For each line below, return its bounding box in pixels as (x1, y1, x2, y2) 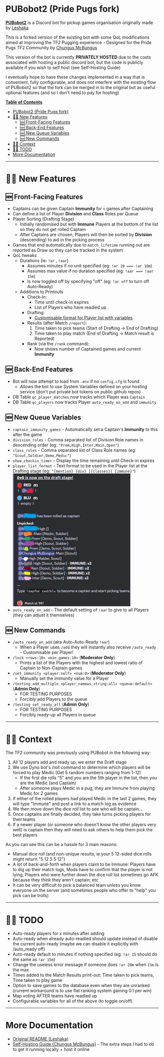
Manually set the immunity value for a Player (19, 675, 109, 681)
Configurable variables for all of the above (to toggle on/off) (12, 998, 133, 1004)
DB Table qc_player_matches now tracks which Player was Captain (12, 394, 146, 400)
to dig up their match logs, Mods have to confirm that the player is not (12, 867, 153, 873)
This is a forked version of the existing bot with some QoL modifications (5, 34, 150, 40)
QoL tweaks (12, 252, 37, 258)
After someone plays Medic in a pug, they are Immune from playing (19, 785, 155, 791)
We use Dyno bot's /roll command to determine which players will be (12, 764, 151, 770)
